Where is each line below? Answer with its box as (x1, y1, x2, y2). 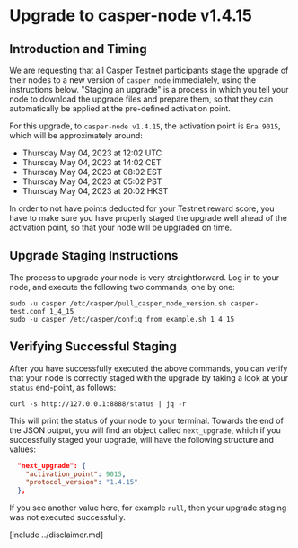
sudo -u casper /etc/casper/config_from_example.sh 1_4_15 (9, 314, 235, 323)
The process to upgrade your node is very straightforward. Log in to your (9, 271, 280, 283)
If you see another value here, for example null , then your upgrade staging (9, 502, 287, 513)
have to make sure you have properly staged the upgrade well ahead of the (9, 213, 287, 223)
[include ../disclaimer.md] (9, 529, 104, 540)
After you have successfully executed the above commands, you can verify (9, 363, 288, 374)
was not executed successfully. (9, 512, 126, 523)
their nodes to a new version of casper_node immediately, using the (9, 75, 257, 85)
